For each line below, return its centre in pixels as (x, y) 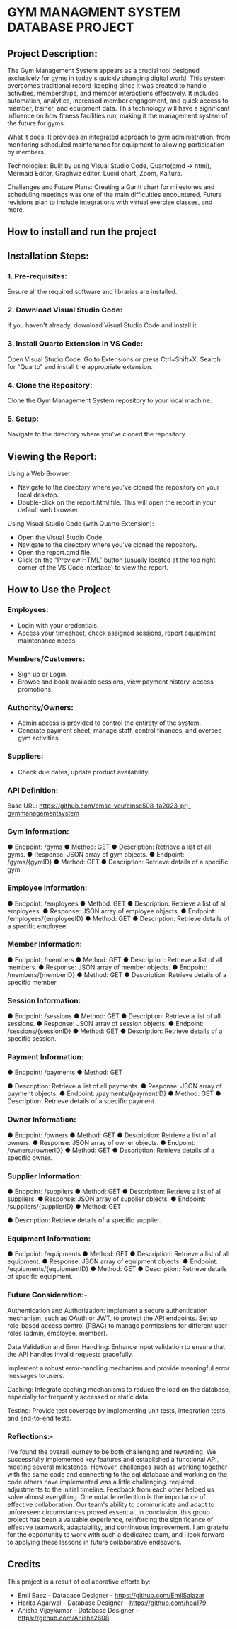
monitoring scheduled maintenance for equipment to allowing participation (116, 145)
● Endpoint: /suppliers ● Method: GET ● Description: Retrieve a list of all (115, 1192)
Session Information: (44, 1000)
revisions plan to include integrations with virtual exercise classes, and (110, 202)
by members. (27, 152)
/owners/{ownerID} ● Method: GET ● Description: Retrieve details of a (111, 1150)
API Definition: (33, 790)
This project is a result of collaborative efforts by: (79, 1582)
